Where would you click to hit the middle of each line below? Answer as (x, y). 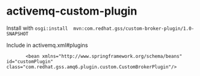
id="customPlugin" (30, 61)
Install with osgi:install (37, 28)
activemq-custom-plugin (72, 11)
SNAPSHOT (17, 34)
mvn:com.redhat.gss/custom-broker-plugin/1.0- (134, 29)
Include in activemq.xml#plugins (47, 45)
